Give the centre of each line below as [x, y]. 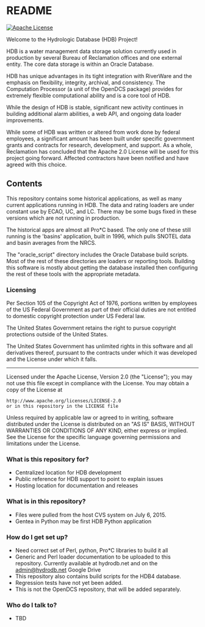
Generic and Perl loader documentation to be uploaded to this [93, 557]
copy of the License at [34, 390]
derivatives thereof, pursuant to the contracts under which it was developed [102, 353]
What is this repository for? [48, 459]
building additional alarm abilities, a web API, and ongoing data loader [94, 114]
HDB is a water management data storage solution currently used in [92, 51]
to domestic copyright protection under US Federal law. [76, 316]
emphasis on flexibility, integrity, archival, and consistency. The [86, 82]
